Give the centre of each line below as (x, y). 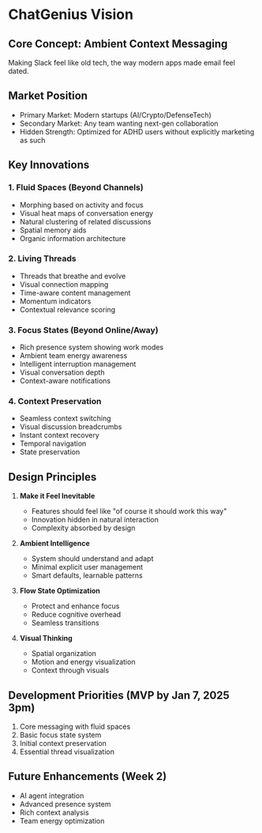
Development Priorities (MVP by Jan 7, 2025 (119, 695)
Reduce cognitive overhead (76, 615)
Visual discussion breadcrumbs (71, 427)
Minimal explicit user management (87, 567)
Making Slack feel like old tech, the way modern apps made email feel (122, 62)
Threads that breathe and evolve (73, 276)
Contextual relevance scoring (67, 309)
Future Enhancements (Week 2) (88, 776)
